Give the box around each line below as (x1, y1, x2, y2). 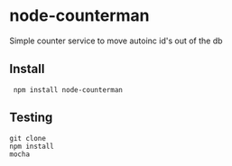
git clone (9, 134, 47, 143)
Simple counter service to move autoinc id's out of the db (9, 35, 223, 46)
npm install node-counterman (13, 85, 124, 95)
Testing (9, 110, 53, 125)
